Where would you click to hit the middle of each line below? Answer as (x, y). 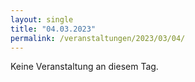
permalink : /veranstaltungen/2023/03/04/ (98, 38)
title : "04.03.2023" (53, 29)
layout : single (42, 19)
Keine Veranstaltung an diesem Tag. (84, 67)
